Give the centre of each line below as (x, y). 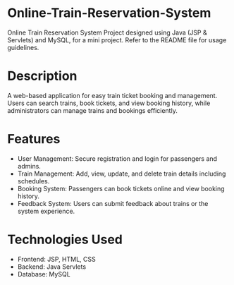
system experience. (46, 211)
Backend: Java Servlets (52, 267)
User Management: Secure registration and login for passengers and (117, 158)
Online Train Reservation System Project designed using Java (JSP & (107, 32)
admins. (29, 166)
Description (42, 76)
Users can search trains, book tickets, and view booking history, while (109, 103)
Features (34, 139)
